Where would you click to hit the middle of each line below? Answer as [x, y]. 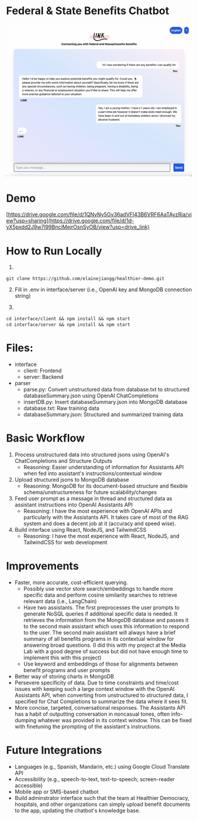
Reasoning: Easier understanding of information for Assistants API [103, 467]
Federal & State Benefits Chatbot [88, 11]
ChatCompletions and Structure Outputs [63, 461]
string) [23, 296]
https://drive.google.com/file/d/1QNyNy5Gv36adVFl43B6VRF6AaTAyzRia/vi [100, 215]
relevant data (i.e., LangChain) [60, 601]
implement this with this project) [62, 658]
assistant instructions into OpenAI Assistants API [74, 505]
